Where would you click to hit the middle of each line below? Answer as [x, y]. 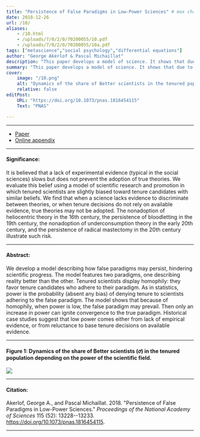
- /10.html [30, 34]
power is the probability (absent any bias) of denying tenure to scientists [95, 293]
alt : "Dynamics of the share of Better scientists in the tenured [101, 84]
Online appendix [35, 140]
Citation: [17, 390]
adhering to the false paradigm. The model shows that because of [87, 300]
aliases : [17, 28]
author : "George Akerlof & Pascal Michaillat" [65, 56]
